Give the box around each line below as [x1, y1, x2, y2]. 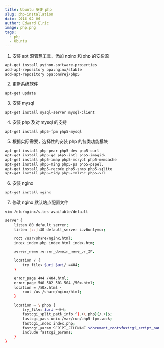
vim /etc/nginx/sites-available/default [5, 209, 89, 214]
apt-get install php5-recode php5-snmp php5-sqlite [5, 166, 112, 171]
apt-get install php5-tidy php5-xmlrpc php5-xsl [5, 171, 106, 176]
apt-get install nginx [5, 190, 51, 195]
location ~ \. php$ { [14, 303, 56, 308]
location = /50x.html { [14, 285, 62, 290]
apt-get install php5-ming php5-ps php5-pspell [5, 162, 104, 167]
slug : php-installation [5, 12, 54, 17]
